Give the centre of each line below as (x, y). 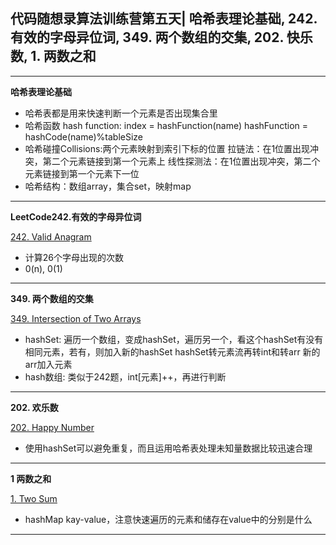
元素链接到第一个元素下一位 (82, 173)
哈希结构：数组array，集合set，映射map (108, 186)
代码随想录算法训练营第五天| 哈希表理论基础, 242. (164, 19)
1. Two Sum (34, 498)
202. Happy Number (52, 427)
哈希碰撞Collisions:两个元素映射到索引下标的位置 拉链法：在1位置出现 (167, 148)
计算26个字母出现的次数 (74, 257)
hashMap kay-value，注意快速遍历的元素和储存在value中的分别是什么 (168, 519)
